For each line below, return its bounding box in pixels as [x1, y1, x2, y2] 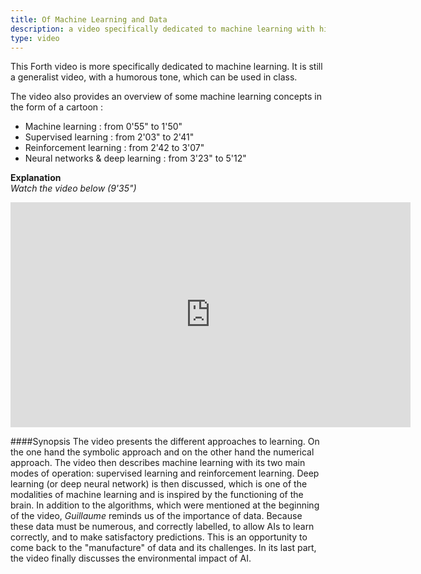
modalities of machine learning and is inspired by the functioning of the [10, 489, 304, 501]
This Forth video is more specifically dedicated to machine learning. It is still [10, 61, 323, 73]
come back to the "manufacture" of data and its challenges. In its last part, [10, 542, 317, 554]
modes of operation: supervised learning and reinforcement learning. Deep [10, 467, 320, 480]
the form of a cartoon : [10, 101, 104, 113]
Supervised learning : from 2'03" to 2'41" [24, 131, 195, 143]
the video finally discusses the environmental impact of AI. [10, 552, 252, 565]
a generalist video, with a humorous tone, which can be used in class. [10, 71, 298, 83]
